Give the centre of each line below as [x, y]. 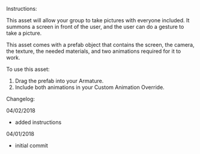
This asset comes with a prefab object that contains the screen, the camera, [100, 45]
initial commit [31, 146]
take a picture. [24, 33]
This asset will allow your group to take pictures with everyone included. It [98, 20]
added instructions [38, 122]
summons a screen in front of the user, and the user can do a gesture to [95, 27]
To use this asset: [28, 69]
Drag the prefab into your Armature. [59, 81]
